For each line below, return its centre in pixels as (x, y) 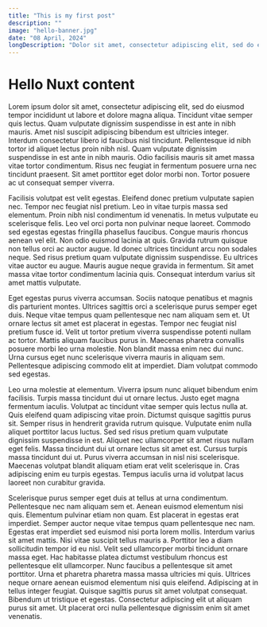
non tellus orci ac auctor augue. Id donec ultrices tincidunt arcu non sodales (133, 249)
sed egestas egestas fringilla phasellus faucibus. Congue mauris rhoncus (128, 232)
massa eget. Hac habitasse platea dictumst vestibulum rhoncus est (118, 557)
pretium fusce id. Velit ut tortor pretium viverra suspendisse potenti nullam (130, 332)
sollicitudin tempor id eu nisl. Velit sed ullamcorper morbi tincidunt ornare (128, 549)
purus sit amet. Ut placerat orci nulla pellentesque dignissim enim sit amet (129, 608)
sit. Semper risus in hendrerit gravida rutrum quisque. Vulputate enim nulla (130, 423)
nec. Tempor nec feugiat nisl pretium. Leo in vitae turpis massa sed (118, 207)
